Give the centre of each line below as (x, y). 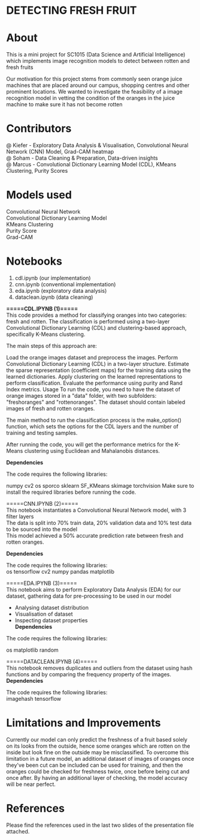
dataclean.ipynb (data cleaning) (54, 297)
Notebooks (34, 261)
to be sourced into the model (42, 529)
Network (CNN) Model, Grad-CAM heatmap (60, 152)
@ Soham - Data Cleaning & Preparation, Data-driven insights (82, 158)
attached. (18, 831)
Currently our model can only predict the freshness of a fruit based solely (97, 739)
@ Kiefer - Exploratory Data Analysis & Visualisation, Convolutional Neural (97, 145)
